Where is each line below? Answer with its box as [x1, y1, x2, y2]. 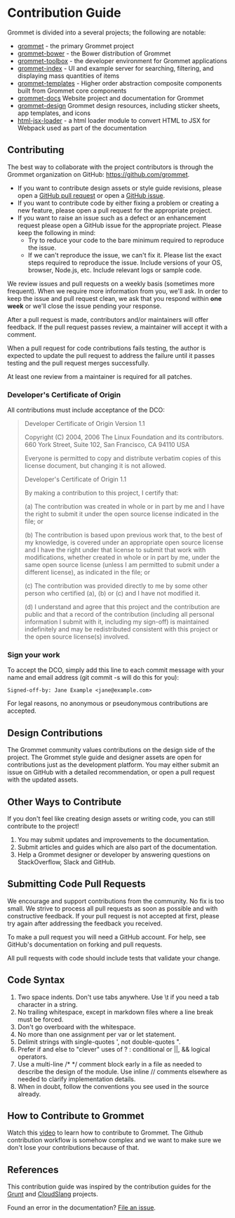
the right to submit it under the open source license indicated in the [24, 510, 220, 518]
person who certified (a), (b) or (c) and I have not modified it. [24, 589, 201, 598]
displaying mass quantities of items [17, 72, 120, 80]
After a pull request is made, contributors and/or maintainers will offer [7, 315, 209, 323]
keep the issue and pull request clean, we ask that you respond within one [7, 294, 222, 302]
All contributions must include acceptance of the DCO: [7, 406, 165, 415]
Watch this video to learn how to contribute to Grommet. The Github [7, 1128, 203, 1137]
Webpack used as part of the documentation [17, 123, 147, 132]
